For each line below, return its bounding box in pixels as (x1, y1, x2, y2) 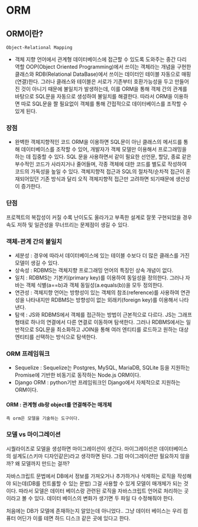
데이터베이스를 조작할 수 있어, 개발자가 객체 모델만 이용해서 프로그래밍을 (21, 146, 187, 153)
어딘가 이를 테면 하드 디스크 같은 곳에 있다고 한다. (17, 515, 131, 522)
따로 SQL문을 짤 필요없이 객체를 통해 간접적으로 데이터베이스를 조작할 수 (21, 100, 188, 107)
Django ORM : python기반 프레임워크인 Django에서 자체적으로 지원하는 (14, 379, 181, 386)
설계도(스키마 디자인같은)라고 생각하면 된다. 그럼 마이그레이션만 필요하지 (12, 452, 179, 459)
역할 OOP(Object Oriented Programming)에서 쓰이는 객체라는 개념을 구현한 (14, 63, 191, 70)
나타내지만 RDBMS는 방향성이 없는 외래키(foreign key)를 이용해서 (25, 296, 178, 303)
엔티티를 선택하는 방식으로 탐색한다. (14, 333, 98, 340)
